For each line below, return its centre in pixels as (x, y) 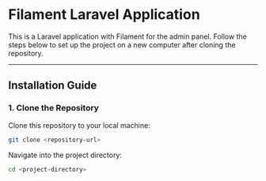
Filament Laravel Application (104, 15)
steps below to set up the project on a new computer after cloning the (122, 44)
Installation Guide (53, 86)
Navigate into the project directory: (65, 155)
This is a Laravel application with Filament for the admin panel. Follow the (127, 36)
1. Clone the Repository (53, 108)
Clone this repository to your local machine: (79, 125)
